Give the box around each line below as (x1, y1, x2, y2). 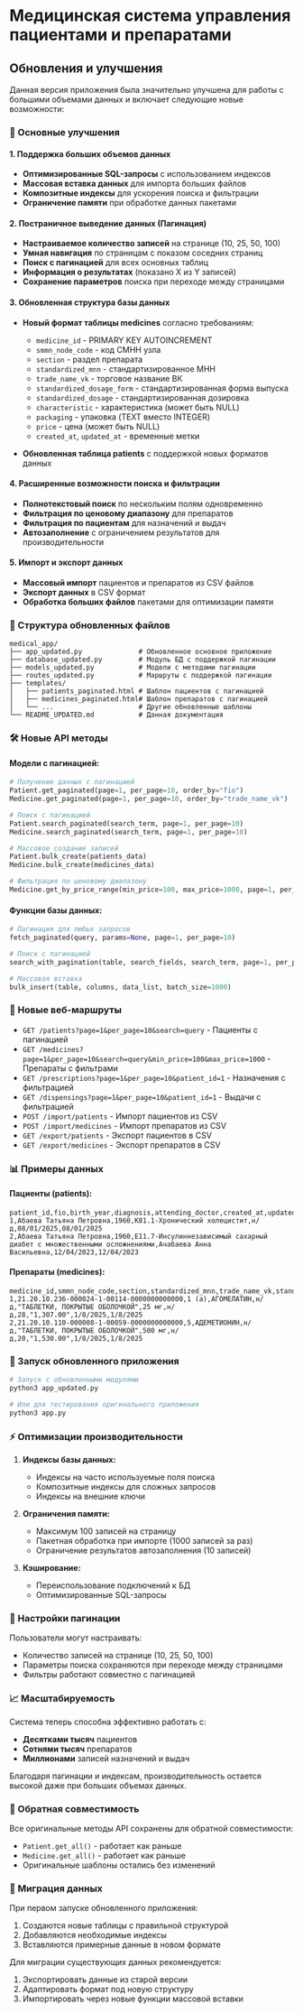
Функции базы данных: (9, 904, 103, 916)
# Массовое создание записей (9, 844, 119, 853)
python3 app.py (9, 1408, 67, 1417)
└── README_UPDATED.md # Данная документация (9, 710, 224, 720)
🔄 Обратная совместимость (9, 1802, 140, 1814)
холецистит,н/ (207, 1215, 260, 1225)
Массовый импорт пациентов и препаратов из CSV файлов (22, 577, 254, 587)
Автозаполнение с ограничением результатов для (22, 527, 220, 538)
